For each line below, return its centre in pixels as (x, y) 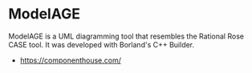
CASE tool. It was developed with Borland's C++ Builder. (102, 44)
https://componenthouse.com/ (71, 60)
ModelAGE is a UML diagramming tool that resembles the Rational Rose (126, 36)
